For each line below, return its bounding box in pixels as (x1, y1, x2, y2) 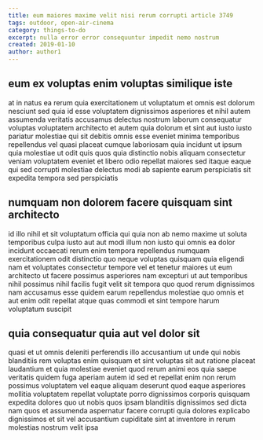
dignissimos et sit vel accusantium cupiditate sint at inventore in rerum (8, 414, 236, 424)
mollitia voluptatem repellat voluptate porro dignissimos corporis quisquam (8, 390, 250, 399)
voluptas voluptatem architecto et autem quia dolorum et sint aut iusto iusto (8, 123, 253, 132)
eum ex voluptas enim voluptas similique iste (8, 77, 233, 90)
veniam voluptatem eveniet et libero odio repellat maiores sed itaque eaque (8, 156, 251, 166)
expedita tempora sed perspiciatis (8, 173, 119, 182)
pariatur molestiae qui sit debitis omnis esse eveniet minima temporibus (8, 131, 240, 141)
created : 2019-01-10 (8, 41, 76, 49)
